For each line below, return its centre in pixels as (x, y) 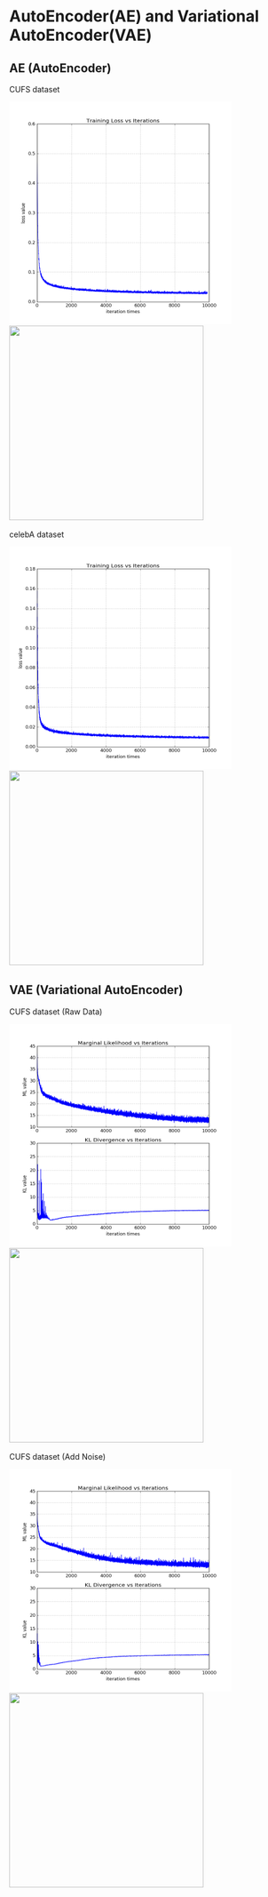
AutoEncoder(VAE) (81, 35)
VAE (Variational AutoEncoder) (96, 990)
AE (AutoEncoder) (60, 68)
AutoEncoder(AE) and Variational (134, 16)
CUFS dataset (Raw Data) (56, 1012)
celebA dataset (37, 534)
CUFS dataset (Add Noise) (58, 1456)
